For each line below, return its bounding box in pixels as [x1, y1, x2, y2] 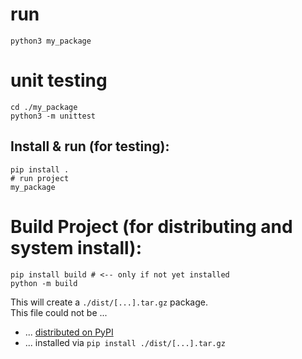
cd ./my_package [10, 102, 78, 112]
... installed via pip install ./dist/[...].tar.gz [24, 336, 226, 348]
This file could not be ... [10, 306, 108, 318]
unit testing [10, 69, 108, 92]
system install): [10, 236, 142, 259]
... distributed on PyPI [24, 326, 114, 338]
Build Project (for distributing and [10, 215, 293, 238]
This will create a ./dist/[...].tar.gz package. [10, 296, 209, 308]
